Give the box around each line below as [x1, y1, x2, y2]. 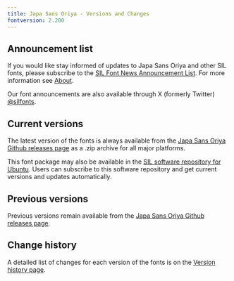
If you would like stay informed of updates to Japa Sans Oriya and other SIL [7, 61, 227, 70]
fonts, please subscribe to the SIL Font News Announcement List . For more [7, 69, 226, 77]
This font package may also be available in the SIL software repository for [7, 157, 221, 166]
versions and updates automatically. [7, 173, 112, 181]
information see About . [7, 77, 74, 85]
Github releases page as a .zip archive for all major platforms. [7, 144, 185, 152]
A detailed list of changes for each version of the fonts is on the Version [7, 258, 216, 266]
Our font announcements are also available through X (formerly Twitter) [7, 90, 215, 98]
